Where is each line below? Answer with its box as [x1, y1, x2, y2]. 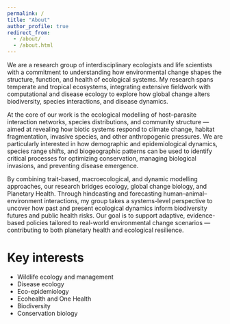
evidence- [186, 211, 216, 220]
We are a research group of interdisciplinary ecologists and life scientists [7, 61, 213, 69]
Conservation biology [16, 309, 78, 317]
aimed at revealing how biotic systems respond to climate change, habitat [7, 125, 215, 133]
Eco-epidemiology [16, 287, 70, 295]
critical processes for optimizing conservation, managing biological [7, 154, 196, 162]
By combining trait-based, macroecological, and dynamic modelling [7, 175, 199, 183]
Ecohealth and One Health [16, 294, 92, 303]
